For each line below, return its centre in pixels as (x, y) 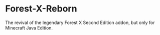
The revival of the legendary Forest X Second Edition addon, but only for (80, 22)
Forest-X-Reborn (41, 9)
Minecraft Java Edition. (29, 27)
